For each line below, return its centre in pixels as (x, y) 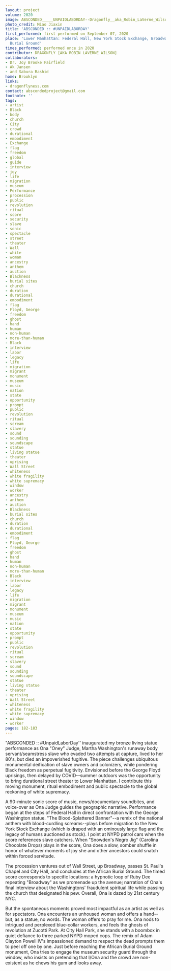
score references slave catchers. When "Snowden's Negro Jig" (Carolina (82, 840)
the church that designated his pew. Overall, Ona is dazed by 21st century (82, 893)
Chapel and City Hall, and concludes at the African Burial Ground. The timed (85, 871)
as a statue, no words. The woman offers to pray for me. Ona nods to (87, 919)
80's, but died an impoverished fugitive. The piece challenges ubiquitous (82, 759)
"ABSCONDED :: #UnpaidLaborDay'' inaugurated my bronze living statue (81, 743)
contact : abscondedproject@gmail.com (45, 91)
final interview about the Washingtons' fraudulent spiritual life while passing (85, 888)
